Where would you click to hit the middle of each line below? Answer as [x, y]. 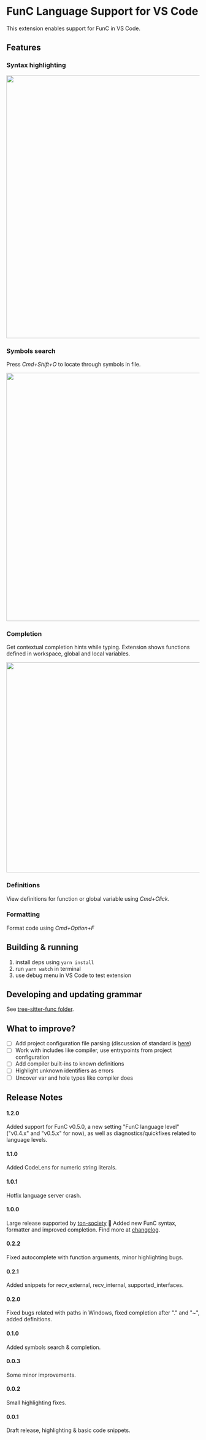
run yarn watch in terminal [48, 968]
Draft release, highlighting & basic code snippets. [68, 1430]
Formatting [23, 914]
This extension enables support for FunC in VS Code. [74, 28]
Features [24, 48]
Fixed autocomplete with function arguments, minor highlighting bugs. [95, 1257]
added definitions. [29, 1319]
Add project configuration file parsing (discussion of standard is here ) [103, 1043]
